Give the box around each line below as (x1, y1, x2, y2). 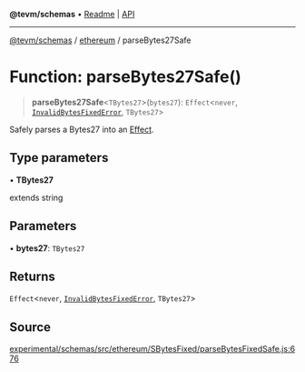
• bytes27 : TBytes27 (9, 242, 85, 254)
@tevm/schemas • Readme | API (9, 9, 135, 19)
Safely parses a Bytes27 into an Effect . (9, 124, 154, 135)
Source (9, 319, 52, 335)
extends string (9, 192, 64, 203)
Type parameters (9, 150, 109, 166)
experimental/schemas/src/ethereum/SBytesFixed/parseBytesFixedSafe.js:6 (9, 344, 296, 355)
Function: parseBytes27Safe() (9, 66, 242, 87)
